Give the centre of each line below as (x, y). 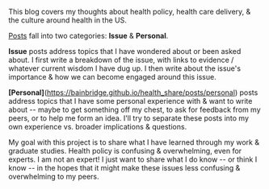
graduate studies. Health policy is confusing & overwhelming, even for (125, 151)
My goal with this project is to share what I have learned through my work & (134, 142)
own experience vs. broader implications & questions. (98, 127)
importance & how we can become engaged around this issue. (112, 77)
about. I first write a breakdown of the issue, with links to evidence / (121, 60)
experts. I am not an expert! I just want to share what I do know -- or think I (133, 159)
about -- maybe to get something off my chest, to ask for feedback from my (134, 109)
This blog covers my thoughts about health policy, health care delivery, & (130, 12)
